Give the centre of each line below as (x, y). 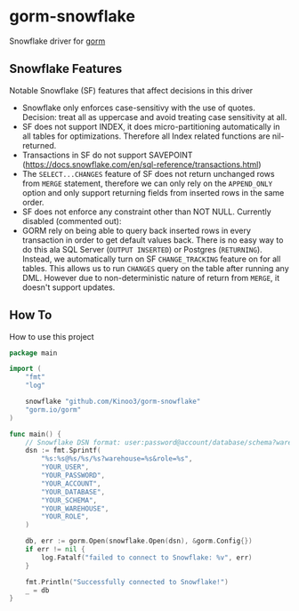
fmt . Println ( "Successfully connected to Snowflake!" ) (127, 582)
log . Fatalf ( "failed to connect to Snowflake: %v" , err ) (147, 558)
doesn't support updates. (69, 287)
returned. (39, 145)
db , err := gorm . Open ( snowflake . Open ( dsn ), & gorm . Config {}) (139, 541)
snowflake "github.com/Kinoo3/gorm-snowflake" (113, 402)
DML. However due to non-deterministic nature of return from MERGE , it (151, 277)
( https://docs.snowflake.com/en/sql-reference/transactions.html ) (141, 164)
